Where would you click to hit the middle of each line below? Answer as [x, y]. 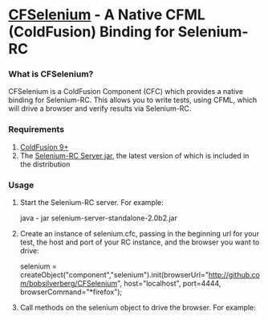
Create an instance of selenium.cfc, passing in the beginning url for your [139, 234]
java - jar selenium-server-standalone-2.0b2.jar [99, 218]
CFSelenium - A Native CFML [107, 15]
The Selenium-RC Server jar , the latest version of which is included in [134, 155]
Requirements [37, 129]
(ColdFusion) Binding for [91, 32]
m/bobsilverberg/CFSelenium [69, 284]
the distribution [45, 164]
